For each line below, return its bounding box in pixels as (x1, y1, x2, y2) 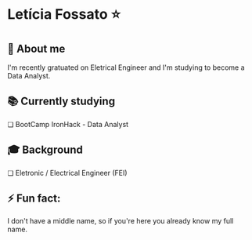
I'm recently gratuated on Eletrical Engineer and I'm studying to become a (7, 63, 245, 72)
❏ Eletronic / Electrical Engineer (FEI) (7, 168, 128, 177)
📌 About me (7, 42, 66, 55)
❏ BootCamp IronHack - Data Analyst (7, 119, 129, 129)
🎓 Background (7, 144, 83, 157)
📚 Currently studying (7, 95, 115, 108)
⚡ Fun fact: (7, 192, 61, 205)
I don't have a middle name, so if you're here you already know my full (7, 216, 234, 226)
